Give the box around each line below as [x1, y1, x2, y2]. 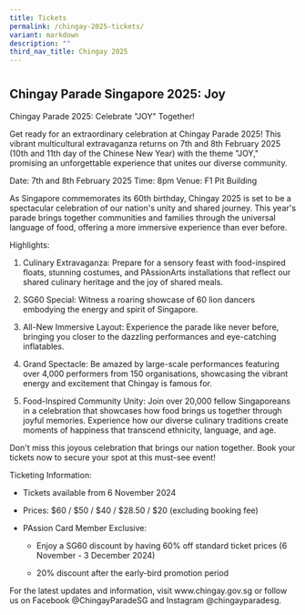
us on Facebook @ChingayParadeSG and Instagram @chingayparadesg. [9, 594, 282, 606]
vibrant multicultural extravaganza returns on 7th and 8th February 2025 [9, 138, 281, 149]
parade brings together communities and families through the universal [9, 211, 276, 223]
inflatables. [22, 341, 65, 352]
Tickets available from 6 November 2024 [22, 487, 177, 497]
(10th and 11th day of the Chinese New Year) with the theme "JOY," [9, 148, 259, 159]
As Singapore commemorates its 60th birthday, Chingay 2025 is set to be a [9, 192, 291, 203]
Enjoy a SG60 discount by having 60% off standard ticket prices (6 [36, 539, 288, 551]
